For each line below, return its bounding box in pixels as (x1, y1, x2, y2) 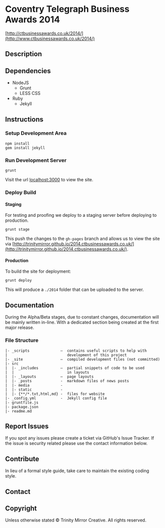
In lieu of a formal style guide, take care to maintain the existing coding (5, 468, 150, 474)
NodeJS (12, 80, 29, 86)
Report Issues (5, 422, 49, 430)
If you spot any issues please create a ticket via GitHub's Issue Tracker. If (5, 435, 154, 441)
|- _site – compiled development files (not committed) (5, 357, 161, 362)
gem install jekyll (5, 145, 45, 150)
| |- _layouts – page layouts (5, 374, 94, 379)
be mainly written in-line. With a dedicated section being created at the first (5, 320, 159, 325)
